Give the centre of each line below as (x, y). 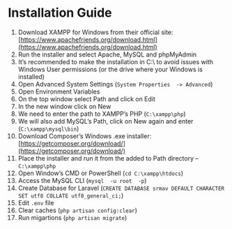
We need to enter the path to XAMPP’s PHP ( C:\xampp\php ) (102, 114)
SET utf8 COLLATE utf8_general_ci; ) (71, 195)
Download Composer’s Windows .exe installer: (85, 136)
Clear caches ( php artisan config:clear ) (78, 210)
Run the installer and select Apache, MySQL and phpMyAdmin (107, 54)
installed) (31, 76)
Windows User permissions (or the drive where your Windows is (110, 69)
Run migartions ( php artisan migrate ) (72, 217)
